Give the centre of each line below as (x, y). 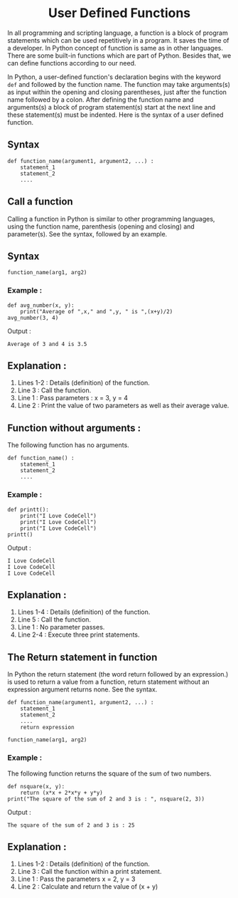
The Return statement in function (82, 657)
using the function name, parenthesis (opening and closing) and (101, 226)
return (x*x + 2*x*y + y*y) (61, 793)
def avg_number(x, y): (41, 305)
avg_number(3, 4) (33, 318)
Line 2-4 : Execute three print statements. (79, 635)
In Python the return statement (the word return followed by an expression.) (118, 674)
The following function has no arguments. (68, 445)
